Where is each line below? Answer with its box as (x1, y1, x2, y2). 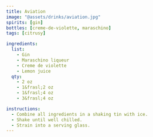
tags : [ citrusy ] (6, 30, 46, 36)
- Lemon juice (16, 68, 51, 74)
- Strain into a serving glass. (11, 122, 91, 128)
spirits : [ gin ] (6, 19, 43, 25)
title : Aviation (6, 8, 46, 15)
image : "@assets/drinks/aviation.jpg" (6, 14, 101, 20)
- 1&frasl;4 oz (16, 90, 54, 96)
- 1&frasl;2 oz (16, 84, 54, 91)
